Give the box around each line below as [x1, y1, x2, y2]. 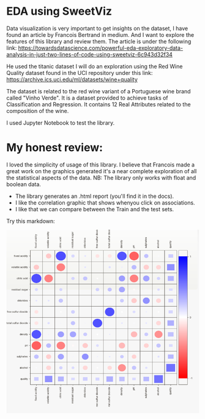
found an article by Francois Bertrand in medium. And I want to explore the [6, 31, 195, 38]
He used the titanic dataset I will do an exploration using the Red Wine [6, 63, 183, 70]
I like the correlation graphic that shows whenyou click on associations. [15, 198, 195, 206]
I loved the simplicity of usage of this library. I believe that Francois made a [6, 161, 195, 168]
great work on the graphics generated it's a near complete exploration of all [6, 167, 197, 174]
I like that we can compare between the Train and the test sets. [15, 205, 174, 213]
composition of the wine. [6, 107, 69, 114]
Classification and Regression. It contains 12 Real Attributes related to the [6, 100, 191, 108]
